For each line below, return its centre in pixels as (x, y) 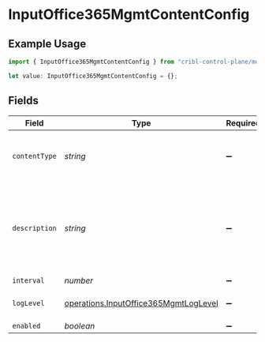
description (35, 228)
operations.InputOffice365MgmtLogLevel (141, 303)
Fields (24, 101)
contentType (35, 156)
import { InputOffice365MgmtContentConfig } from (91, 62)
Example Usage (47, 44)
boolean (80, 325)
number (79, 280)
